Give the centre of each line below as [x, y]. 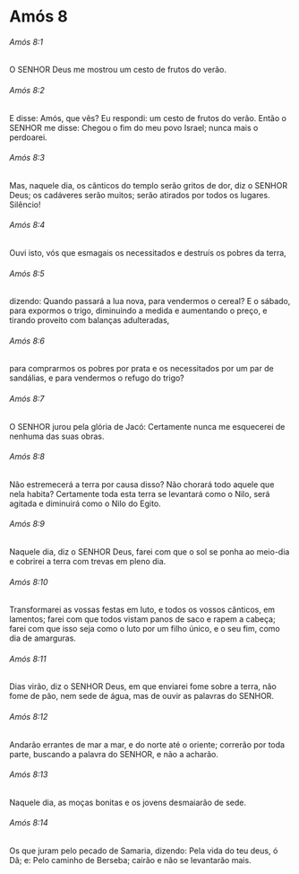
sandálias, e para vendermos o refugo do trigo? [97, 378]
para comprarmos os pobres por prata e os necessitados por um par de [142, 369]
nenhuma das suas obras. [57, 436]
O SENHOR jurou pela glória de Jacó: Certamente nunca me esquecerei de [147, 426]
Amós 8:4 [27, 225]
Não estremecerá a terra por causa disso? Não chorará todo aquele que [142, 484]
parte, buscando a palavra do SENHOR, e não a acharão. [114, 754]
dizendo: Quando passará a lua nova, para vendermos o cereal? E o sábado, [150, 302]
